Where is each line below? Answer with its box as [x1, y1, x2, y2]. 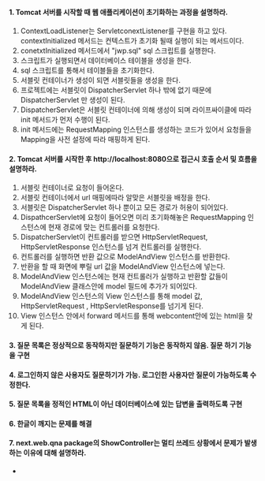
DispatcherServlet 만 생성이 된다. [20, 95, 125, 105]
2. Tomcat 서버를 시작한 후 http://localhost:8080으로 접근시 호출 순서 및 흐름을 [9, 154, 257, 163]
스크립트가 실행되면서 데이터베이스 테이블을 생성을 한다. [20, 56, 192, 65]
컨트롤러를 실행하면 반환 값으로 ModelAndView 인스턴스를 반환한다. [20, 252, 230, 262]
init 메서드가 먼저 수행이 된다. [20, 115, 110, 125]
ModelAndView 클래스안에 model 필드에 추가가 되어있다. [20, 282, 198, 291]
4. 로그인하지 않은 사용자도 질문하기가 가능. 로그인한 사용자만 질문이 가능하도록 [9, 370, 249, 379]
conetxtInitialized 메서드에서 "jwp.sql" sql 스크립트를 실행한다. [20, 46, 216, 55]
